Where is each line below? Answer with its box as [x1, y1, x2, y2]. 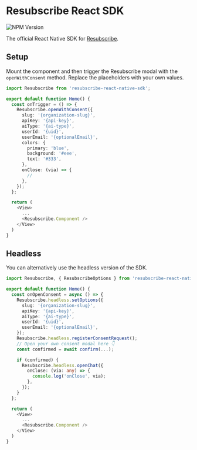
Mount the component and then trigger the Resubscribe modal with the [6, 68, 178, 75]
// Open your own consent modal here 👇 [16, 341, 115, 346]
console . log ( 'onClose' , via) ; [32, 374, 107, 379]
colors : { [21, 139, 46, 145]
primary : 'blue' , [27, 145, 69, 151]
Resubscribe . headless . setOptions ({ [16, 297, 104, 303]
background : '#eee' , [27, 151, 77, 156]
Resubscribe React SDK [6, 4, 124, 18]
